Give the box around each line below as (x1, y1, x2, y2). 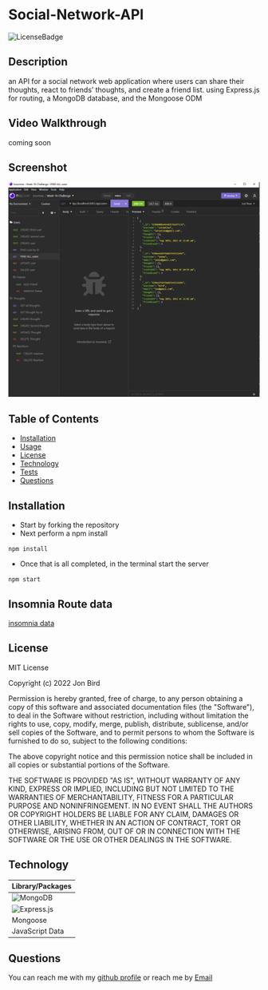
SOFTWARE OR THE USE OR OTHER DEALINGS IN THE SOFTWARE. (8, 834, 232, 844)
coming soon (8, 137, 52, 147)
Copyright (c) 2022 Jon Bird (8, 678, 100, 687)
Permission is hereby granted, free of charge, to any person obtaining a (8, 693, 243, 703)
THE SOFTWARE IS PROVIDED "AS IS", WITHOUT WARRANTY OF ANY (8, 775, 241, 785)
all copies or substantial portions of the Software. (8, 760, 170, 770)
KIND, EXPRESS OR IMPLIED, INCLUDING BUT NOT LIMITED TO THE (8, 784, 235, 794)
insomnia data (8, 619, 55, 628)
